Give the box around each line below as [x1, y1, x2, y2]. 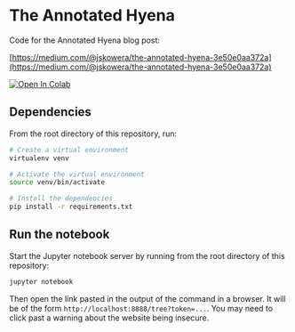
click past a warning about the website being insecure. [9, 312, 210, 323]
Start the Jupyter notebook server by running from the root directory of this [9, 250, 286, 261]
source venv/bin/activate [9, 178, 105, 187]
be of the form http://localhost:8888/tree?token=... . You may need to [9, 303, 274, 313]
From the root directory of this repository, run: [9, 128, 178, 139]
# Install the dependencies [9, 194, 114, 203]
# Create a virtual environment [9, 145, 129, 154]
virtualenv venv [9, 153, 69, 163]
